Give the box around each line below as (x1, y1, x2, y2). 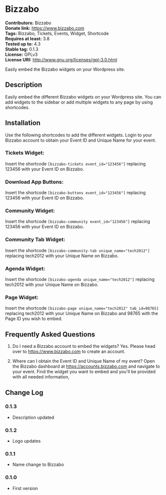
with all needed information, (12, 374, 69, 380)
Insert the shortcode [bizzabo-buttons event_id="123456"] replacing (5, 190, 146, 196)
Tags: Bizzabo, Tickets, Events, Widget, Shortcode (5, 30, 109, 36)
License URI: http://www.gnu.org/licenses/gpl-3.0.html (5, 56, 117, 62)
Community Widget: (5, 207, 55, 214)
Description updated (12, 414, 55, 420)
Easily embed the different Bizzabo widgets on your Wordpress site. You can (5, 94, 162, 100)
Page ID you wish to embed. (5, 316, 63, 322)
